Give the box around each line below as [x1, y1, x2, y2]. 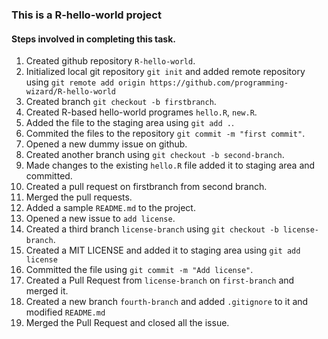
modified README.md [25, 306, 106, 318]
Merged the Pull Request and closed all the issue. [25, 317, 230, 329]
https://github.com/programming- [149, 78, 289, 88]
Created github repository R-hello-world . [25, 55, 196, 67]
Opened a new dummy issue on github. [25, 138, 188, 150]
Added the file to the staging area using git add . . [25, 117, 235, 129]
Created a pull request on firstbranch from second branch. [25, 181, 268, 193]
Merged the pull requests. [25, 191, 133, 203]
